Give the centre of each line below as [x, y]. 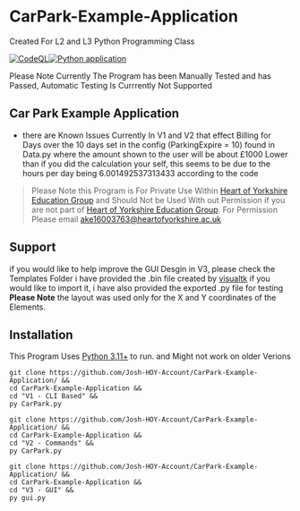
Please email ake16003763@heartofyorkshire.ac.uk [126, 219]
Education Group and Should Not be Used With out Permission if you [158, 200]
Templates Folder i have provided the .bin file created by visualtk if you [140, 278]
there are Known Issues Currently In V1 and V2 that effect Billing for [146, 135]
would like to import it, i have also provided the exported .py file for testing [146, 287]
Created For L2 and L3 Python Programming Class [102, 41]
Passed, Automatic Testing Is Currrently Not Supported [111, 85]
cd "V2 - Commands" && [51, 443]
